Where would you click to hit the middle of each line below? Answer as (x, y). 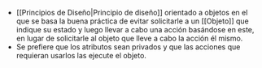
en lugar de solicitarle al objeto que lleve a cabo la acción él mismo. (129, 38)
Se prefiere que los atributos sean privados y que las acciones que (128, 47)
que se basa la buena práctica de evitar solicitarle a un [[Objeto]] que (133, 21)
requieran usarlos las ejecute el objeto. (81, 55)
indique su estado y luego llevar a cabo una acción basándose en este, (135, 30)
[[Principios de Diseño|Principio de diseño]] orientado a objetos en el (132, 13)
